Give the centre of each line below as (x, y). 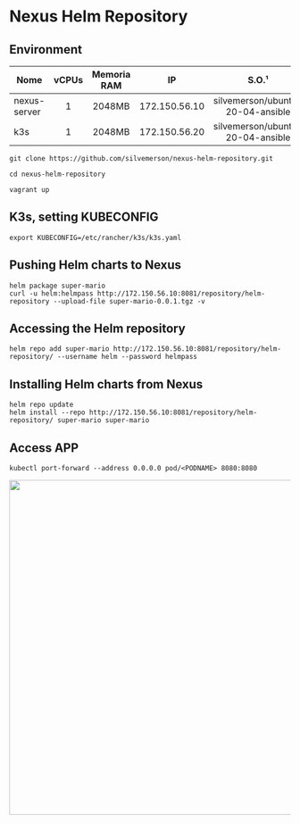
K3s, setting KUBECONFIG (84, 217)
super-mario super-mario (103, 420)
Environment (46, 50)
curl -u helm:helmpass (51, 293)
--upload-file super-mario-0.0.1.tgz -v (129, 301)
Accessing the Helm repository (97, 329)
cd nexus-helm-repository (57, 174)
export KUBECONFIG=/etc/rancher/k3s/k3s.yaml (95, 237)
